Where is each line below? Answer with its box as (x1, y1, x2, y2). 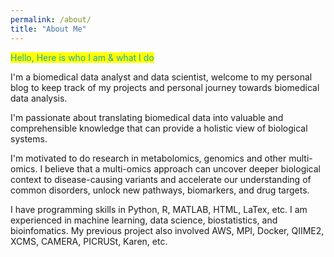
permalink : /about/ (10, 14, 92, 25)
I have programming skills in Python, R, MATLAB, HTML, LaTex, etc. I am (10, 203, 308, 215)
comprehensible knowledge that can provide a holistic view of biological (10, 122, 308, 134)
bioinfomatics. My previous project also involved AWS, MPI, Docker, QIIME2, (10, 224, 325, 236)
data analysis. (10, 92, 68, 104)
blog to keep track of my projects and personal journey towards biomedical (10, 81, 320, 93)
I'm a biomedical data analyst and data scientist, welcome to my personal (10, 71, 313, 83)
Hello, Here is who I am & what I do (10, 51, 155, 63)
